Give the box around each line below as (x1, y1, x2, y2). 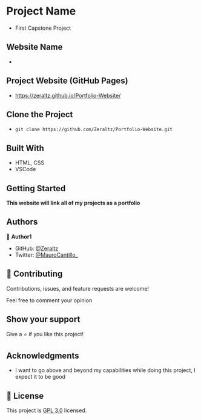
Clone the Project (6, 109, 73, 120)
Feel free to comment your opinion (6, 296, 93, 304)
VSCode (15, 166, 36, 173)
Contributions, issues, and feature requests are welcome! (6, 285, 150, 292)
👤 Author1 (6, 232, 32, 240)
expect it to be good (15, 373, 65, 381)
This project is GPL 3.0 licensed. (6, 407, 87, 414)
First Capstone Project (15, 24, 71, 32)
